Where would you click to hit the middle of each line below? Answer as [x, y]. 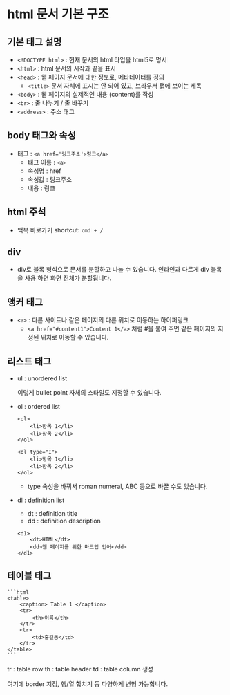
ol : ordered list [39, 407]
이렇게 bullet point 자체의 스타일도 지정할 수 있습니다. [89, 393]
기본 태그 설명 [35, 42]
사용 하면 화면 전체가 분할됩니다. [68, 278]
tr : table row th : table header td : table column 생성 [80, 669]
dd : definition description [64, 521]
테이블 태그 [29, 576]
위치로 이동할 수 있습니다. [75, 337]
